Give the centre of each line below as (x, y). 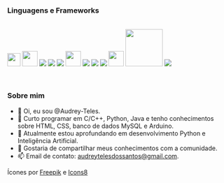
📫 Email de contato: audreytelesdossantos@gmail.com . (98, 156)
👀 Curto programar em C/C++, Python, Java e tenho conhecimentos (115, 118)
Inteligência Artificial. (48, 140)
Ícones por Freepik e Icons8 (48, 172)
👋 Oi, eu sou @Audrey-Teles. (59, 111)
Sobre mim (26, 96)
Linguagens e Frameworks (53, 10)
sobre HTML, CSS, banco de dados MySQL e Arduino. (95, 126)
